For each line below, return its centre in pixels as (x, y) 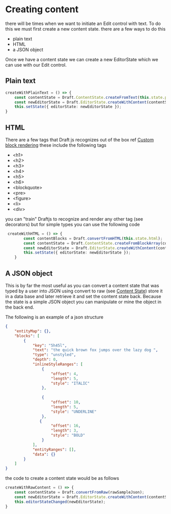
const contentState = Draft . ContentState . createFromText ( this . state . (90, 97)
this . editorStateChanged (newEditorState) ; (60, 502)
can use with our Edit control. (36, 65)
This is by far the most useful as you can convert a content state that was (82, 286)
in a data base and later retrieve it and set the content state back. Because (83, 296)
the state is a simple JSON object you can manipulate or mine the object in (83, 302)
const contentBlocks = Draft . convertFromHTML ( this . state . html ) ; (93, 238)
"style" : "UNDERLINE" (74, 412)
